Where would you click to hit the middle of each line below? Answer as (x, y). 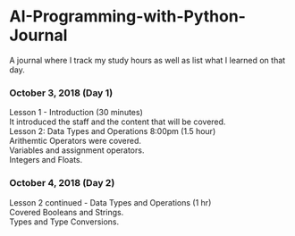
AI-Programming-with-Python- (127, 17)
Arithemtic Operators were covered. (75, 141)
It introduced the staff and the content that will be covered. (118, 122)
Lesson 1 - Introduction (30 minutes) (76, 113)
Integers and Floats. (46, 160)
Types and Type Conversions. (64, 222)
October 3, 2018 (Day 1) (61, 93)
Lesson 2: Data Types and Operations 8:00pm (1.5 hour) (113, 131)
